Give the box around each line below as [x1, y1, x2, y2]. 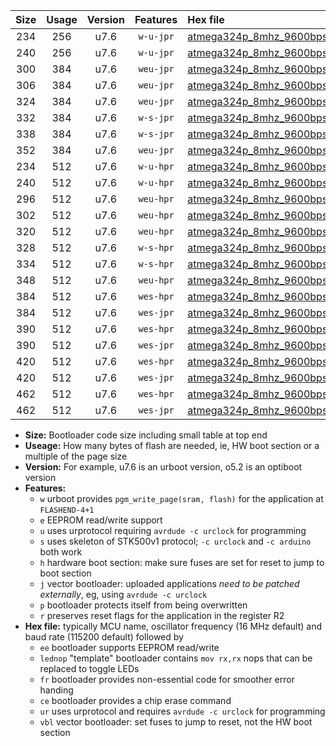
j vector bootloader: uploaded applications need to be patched [39, 578, 300, 589]
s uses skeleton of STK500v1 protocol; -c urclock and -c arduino [39, 535, 312, 547]
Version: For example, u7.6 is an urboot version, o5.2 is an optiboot [24, 461, 303, 473]
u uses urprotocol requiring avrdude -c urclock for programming [39, 525, 307, 536]
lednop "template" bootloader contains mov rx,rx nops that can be [39, 652, 313, 664]
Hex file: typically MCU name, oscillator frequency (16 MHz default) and [24, 620, 323, 632]
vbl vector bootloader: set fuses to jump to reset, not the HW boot [39, 716, 313, 728]
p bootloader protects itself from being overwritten [39, 599, 248, 611]
